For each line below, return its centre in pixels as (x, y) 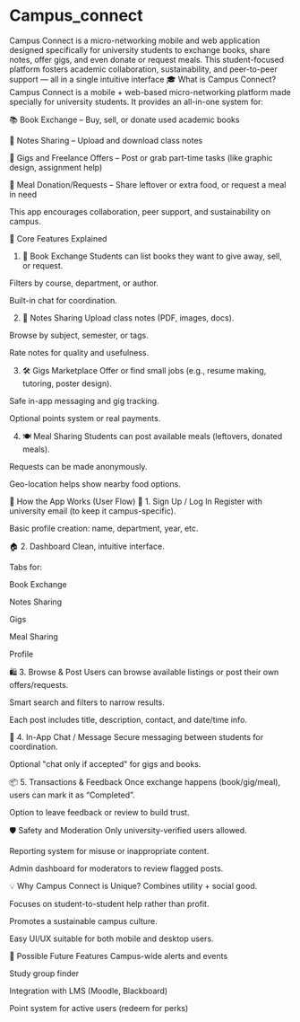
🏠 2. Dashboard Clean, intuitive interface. (87, 546)
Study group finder (44, 973)
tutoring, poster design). (67, 383)
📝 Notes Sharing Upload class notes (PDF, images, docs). (128, 317)
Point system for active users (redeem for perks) (99, 1008)
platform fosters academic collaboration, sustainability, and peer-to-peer (143, 69)
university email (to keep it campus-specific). (93, 511)
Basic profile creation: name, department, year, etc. (104, 528)
